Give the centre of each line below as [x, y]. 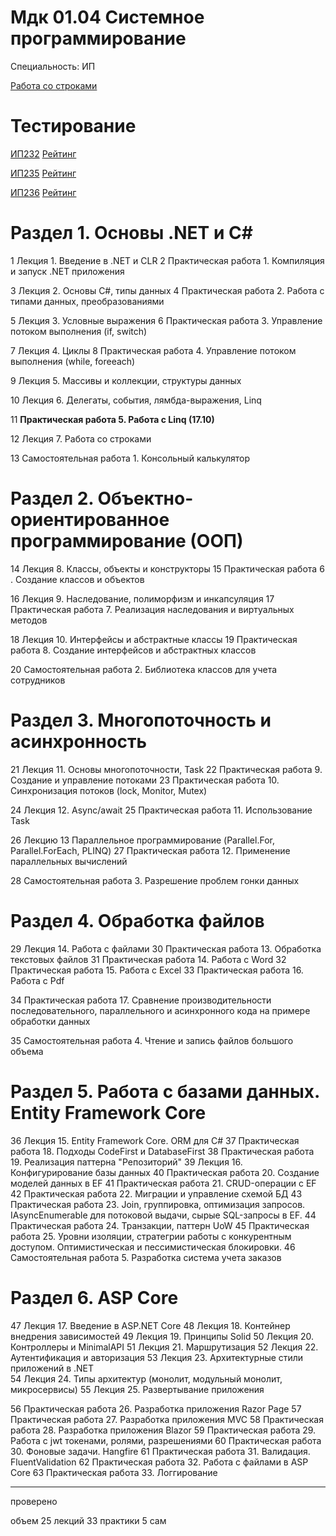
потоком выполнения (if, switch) [79, 331]
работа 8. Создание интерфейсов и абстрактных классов [133, 650]
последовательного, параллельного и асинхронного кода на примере [160, 1010]
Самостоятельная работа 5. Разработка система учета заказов [146, 1257]
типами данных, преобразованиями [87, 301]
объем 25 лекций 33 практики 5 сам [88, 1520]
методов [29, 620]
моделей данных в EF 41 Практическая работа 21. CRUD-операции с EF [163, 1183]
